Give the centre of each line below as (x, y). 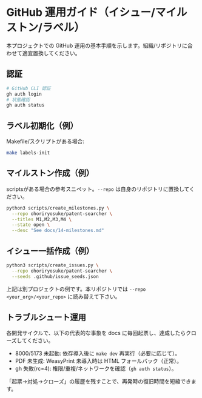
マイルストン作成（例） (50, 173)
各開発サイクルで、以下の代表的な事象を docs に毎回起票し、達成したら (96, 333)
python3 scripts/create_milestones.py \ (58, 208)
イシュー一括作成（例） (50, 251)
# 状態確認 (18, 100)
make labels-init (28, 153)
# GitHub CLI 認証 (29, 88)
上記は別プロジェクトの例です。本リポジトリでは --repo (76, 289)
